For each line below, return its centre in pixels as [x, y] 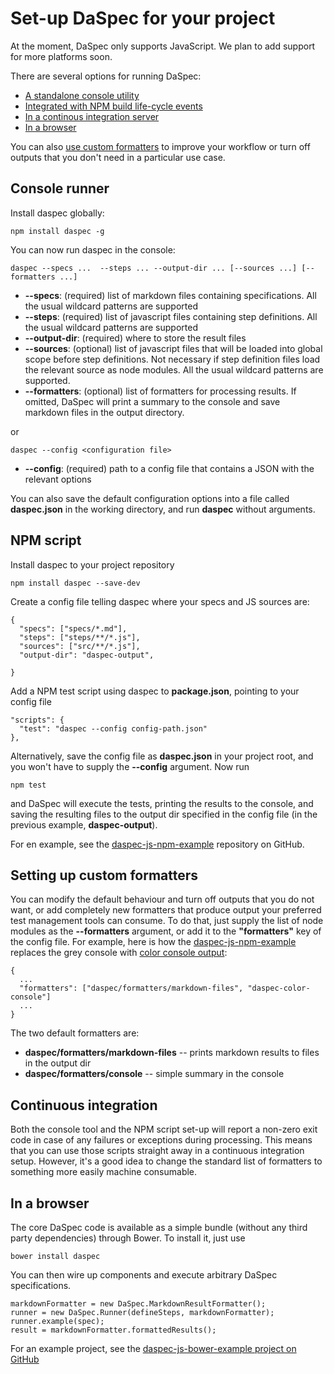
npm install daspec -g [57, 231]
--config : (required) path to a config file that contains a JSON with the [169, 468]
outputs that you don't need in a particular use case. [118, 157]
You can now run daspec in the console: [93, 249]
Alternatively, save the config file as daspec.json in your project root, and [162, 756]
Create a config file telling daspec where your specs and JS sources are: [160, 601]
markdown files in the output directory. [104, 412]
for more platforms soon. [61, 56]
